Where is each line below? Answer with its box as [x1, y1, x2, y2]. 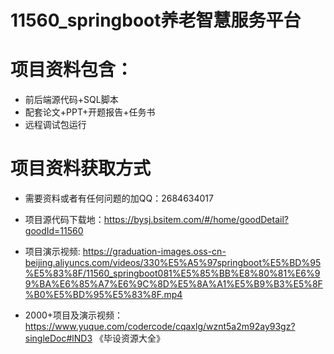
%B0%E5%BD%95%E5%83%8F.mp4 [24, 289, 183, 301]
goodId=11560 [24, 225, 84, 237]
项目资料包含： [10, 59, 134, 81]
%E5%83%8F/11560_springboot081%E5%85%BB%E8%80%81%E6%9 [24, 267, 321, 280]
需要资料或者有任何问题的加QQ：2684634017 [24, 192, 214, 205]
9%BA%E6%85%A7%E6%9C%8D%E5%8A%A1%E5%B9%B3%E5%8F [24, 278, 323, 290]
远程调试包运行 [24, 119, 87, 131]
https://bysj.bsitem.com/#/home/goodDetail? [103, 214, 289, 226]
